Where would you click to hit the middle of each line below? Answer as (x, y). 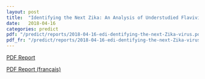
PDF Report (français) (34, 69)
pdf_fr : (16, 40)
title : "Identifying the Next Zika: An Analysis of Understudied (92, 18)
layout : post (23, 12)
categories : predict (33, 29)
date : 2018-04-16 (31, 23)
